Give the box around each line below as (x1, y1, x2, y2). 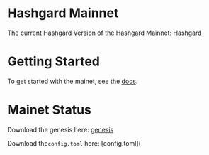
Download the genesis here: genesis (7, 125, 114, 134)
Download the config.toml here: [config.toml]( (7, 139, 142, 147)
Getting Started (7, 53, 101, 70)
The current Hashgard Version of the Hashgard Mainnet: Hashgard (7, 28, 202, 37)
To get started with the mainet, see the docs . (7, 77, 138, 85)
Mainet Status (7, 102, 92, 118)
